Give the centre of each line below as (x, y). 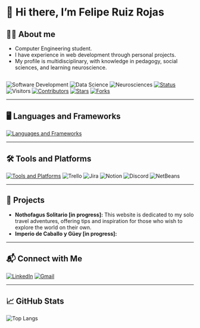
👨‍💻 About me (31, 34)
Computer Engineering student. (53, 48)
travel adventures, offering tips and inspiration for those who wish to (99, 221)
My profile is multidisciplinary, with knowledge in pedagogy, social (96, 61)
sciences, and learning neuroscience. (61, 67)
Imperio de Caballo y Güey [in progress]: (66, 233)
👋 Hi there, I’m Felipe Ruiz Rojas (85, 12)
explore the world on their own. (53, 227)
